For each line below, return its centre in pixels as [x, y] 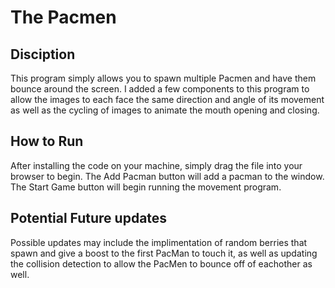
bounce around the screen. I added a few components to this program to [160, 89]
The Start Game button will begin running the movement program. [146, 187]
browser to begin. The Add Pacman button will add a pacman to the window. [167, 176]
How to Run [47, 141]
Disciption [43, 54]
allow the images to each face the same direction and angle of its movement [167, 99]
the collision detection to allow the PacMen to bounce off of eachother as [161, 263]
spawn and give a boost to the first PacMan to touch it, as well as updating [164, 253]
